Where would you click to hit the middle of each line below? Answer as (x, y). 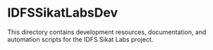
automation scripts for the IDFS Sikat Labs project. (80, 39)
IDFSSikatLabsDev (63, 13)
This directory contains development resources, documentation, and (107, 32)
